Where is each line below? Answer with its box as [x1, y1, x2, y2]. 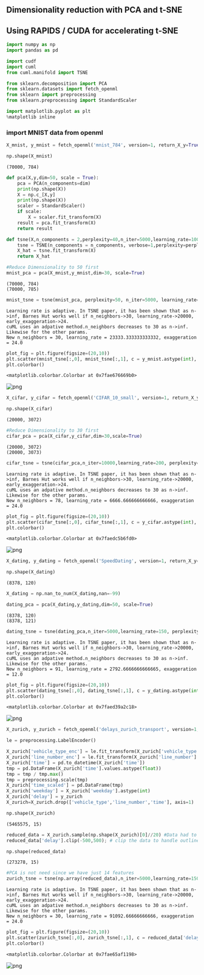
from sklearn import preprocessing [6, 92, 97, 98]
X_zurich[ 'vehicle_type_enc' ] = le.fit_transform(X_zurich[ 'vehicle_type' [6, 749, 200, 755]
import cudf [6, 58, 36, 64]
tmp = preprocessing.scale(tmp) [6, 776, 88, 783]
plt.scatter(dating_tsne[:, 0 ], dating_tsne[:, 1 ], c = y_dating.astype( [6, 687, 191, 694]
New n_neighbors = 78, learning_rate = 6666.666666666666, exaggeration [6, 497, 194, 503]
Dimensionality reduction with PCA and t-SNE [6, 5, 183, 15]
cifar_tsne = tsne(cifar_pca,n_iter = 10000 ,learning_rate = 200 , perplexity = [6, 460, 200, 466]
